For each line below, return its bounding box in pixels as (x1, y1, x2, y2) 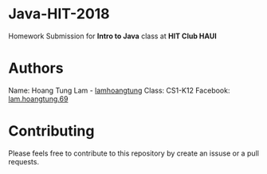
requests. (8, 156, 40, 166)
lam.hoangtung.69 (8, 93, 69, 104)
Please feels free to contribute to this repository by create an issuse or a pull (8, 148, 259, 158)
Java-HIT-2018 (8, 5, 110, 23)
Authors (8, 59, 64, 77)
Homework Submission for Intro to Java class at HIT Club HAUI (8, 31, 217, 41)
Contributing (8, 122, 95, 140)
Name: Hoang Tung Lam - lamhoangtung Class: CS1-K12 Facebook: (8, 85, 230, 95)
